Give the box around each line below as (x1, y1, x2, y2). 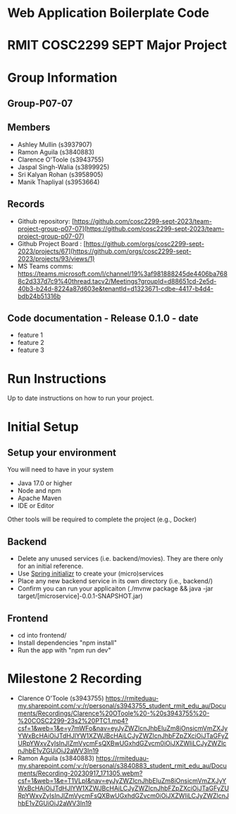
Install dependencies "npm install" (17, 638, 118, 647)
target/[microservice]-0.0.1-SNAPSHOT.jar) (17, 592, 143, 600)
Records (7, 198, 45, 210)
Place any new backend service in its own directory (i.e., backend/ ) (17, 577, 213, 585)
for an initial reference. (17, 562, 84, 571)
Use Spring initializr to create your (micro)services (17, 569, 164, 578)
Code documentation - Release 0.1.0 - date (7, 312, 199, 324)
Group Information (7, 69, 118, 85)
